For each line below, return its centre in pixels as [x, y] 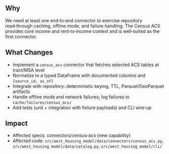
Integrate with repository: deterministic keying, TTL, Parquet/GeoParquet [88, 86]
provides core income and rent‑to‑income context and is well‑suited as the [82, 31]
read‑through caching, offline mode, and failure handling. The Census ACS [83, 26]
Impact [16, 123]
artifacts [21, 91]
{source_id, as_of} [33, 81]
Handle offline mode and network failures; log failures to [71, 97]
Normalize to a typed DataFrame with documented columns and [79, 75]
